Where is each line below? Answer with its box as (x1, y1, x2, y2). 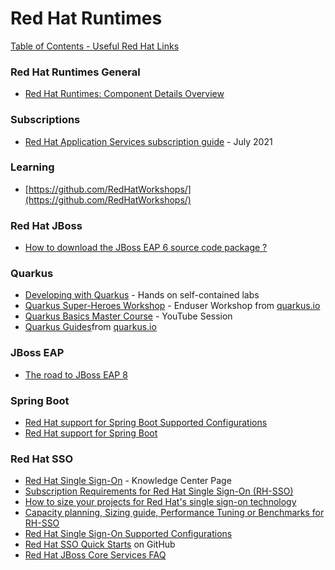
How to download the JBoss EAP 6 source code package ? (24, 242, 268, 254)
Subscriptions (10, 113, 81, 127)
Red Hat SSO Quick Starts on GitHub (24, 538, 176, 551)
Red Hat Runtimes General (10, 65, 141, 79)
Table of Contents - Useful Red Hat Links (10, 40, 180, 52)
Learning (10, 160, 55, 174)
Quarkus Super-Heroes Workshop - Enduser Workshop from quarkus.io (24, 300, 321, 312)
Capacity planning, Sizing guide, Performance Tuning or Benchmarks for (24, 507, 325, 519)
